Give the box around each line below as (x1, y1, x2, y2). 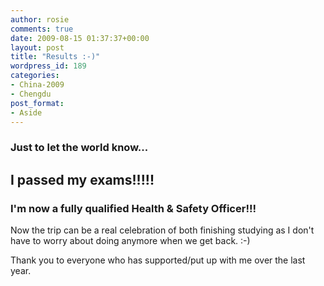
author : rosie (10, 14, 70, 25)
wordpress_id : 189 (10, 61, 87, 71)
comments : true (10, 24, 74, 34)
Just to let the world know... (10, 141, 149, 155)
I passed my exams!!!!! (10, 171, 155, 188)
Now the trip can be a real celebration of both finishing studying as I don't (10, 224, 315, 236)
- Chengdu (10, 89, 52, 99)
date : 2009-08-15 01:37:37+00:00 (10, 33, 150, 43)
